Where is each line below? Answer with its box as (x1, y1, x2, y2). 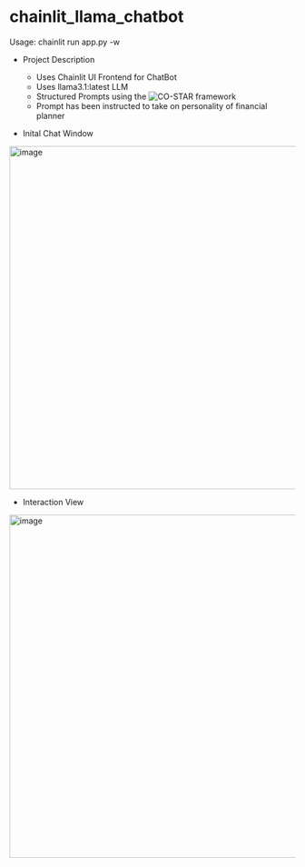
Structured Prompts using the (35, 91, 147, 102)
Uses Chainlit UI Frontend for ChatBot (35, 71, 177, 83)
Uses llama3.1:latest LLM (35, 81, 129, 92)
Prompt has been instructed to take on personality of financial (35, 100, 268, 111)
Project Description (22, 54, 95, 65)
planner (35, 110, 65, 121)
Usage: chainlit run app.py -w (9, 36, 121, 47)
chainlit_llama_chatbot (9, 6, 184, 27)
